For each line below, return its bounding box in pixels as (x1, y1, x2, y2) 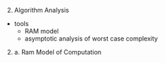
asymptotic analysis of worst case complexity (24, 34, 158, 43)
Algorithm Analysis (13, 6, 69, 14)
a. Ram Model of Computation (13, 48, 102, 56)
